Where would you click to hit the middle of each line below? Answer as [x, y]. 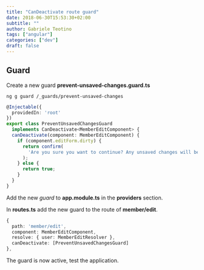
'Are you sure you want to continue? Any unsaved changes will [110, 152]
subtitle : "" [23, 23]
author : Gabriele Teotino [39, 29]
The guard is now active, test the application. [63, 261]
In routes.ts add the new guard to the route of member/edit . [82, 209]
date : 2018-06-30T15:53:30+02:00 [49, 18]
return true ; [39, 169]
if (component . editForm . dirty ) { [59, 140]
